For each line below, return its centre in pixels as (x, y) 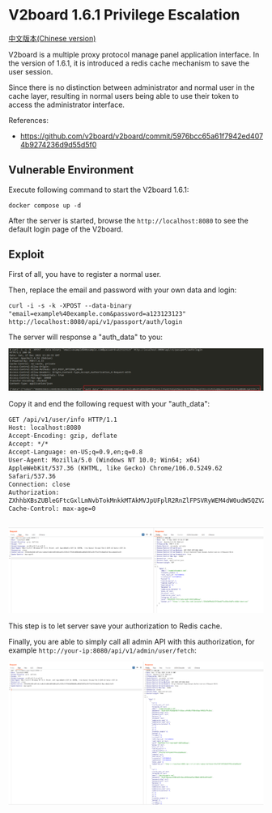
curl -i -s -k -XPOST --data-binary (70, 305)
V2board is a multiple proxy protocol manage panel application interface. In (134, 54)
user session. (31, 71)
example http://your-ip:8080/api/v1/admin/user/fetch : (102, 650)
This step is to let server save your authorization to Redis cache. (115, 626)
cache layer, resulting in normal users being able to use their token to (123, 96)
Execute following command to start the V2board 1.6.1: (99, 189)
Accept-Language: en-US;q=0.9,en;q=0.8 (76, 452)
